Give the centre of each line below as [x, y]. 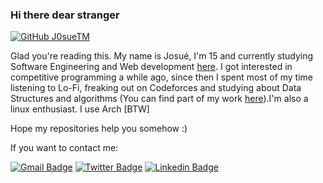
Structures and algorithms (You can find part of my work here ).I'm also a [159, 99]
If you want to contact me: [64, 148]
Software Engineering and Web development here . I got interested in [151, 67]
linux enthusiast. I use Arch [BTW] [80, 109]
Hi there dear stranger [65, 15]
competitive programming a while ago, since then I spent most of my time [162, 77]
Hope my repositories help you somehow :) [99, 129]
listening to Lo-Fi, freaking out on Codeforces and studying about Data [156, 88]
